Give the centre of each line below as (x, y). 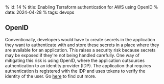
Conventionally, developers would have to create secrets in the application (80, 39)
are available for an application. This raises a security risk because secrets (80, 50)
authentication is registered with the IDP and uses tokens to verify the (75, 71)
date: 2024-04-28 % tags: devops (40, 12)
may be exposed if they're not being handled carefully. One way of (72, 55)
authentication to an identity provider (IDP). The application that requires (78, 65)
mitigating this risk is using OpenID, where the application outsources (75, 60)
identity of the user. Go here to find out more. (51, 76)
